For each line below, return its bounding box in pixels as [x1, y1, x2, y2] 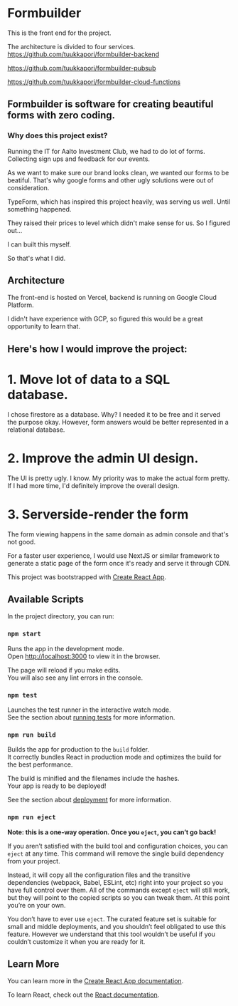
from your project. [7, 856, 60, 865]
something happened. [7, 204, 72, 213]
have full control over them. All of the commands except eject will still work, [7, 886, 230, 894]
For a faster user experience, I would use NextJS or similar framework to [7, 551, 220, 560]
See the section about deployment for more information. [7, 796, 172, 804]
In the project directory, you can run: [7, 612, 114, 621]
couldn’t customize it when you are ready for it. [7, 937, 146, 945]
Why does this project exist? [7, 130, 108, 140]
